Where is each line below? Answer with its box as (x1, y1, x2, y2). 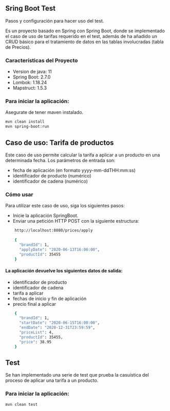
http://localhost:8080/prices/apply (14, 228, 93, 233)
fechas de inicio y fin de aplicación (12, 295, 87, 302)
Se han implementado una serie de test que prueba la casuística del (5, 372, 149, 378)
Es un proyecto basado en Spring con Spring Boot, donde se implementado (5, 28, 165, 34)
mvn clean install (5, 119, 45, 125)
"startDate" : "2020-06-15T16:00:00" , (18, 320, 100, 325)
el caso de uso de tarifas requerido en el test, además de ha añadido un (5, 33, 158, 39)
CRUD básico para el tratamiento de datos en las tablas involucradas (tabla (5, 38, 164, 45)
